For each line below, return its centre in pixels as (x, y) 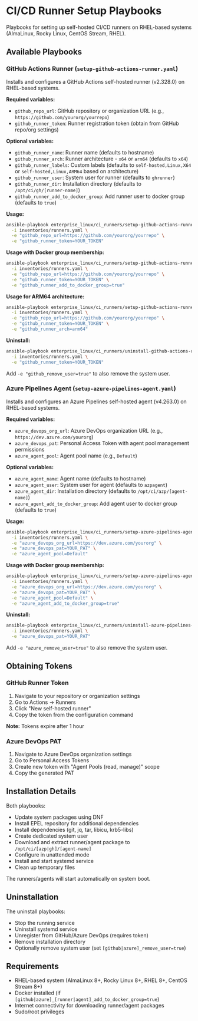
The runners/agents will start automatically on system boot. (78, 878)
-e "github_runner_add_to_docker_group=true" (68, 285)
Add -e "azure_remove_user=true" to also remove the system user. (87, 648)
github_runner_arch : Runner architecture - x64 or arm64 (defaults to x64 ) (101, 159)
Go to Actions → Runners (45, 702)
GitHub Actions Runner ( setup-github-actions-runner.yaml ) (92, 69)
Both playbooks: (26, 805)
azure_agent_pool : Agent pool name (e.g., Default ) (76, 456)
